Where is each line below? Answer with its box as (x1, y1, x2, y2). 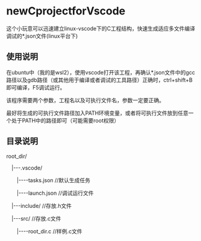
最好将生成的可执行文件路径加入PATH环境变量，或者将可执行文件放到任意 (6, 109, 188, 117)
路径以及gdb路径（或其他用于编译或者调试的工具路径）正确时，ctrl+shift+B (6, 76, 193, 84)
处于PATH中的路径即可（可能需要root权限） (11, 117, 120, 124)
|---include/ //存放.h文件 (11, 202, 72, 209)
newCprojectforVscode (6, 4, 126, 18)
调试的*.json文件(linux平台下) (6, 32, 78, 40)
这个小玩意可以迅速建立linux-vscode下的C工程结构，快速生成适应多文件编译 (6, 25, 196, 32)
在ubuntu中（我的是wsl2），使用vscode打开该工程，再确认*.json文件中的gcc (6, 69, 196, 76)
